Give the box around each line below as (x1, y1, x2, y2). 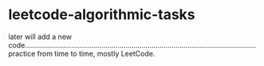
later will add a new (8, 32, 73, 41)
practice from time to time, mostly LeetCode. (8, 49, 156, 58)
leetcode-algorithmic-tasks (8, 6, 195, 24)
